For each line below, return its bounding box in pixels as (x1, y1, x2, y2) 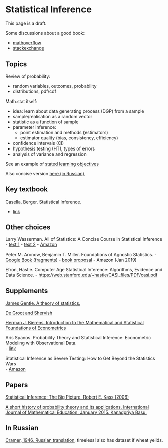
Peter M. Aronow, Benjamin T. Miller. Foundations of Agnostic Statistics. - (5, 252, 157, 258)
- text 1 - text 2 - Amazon (5, 241, 57, 248)
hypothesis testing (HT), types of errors (12, 145, 95, 152)
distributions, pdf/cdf (12, 88, 57, 94)
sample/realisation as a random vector (12, 113, 92, 119)
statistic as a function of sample (12, 119, 79, 125)
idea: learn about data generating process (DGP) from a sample (12, 108, 144, 114)
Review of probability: (5, 73, 50, 79)
